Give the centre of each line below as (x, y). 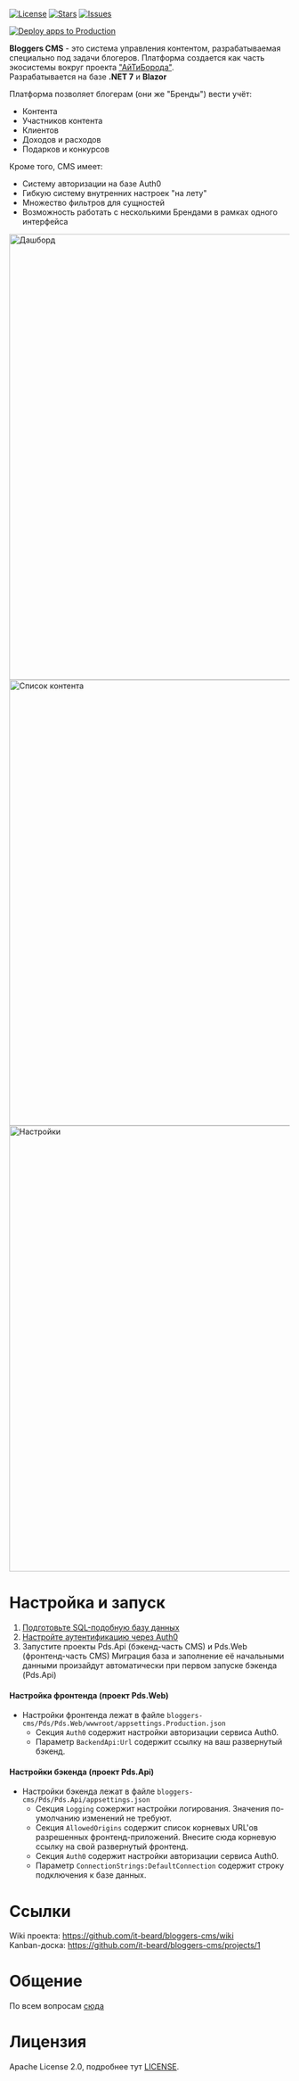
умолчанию (57, 1818)
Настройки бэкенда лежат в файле (89, 1791)
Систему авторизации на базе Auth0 (92, 184)
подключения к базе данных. (91, 1875)
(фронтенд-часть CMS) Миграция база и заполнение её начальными (153, 1656)
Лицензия (48, 2042)
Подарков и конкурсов (65, 149)
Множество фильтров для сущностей (93, 202)
